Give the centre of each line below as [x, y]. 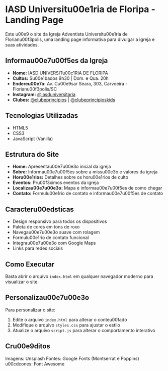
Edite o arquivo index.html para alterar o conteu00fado [70, 319]
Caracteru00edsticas [39, 209]
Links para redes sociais [38, 248]
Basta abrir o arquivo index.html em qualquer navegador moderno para [79, 276]
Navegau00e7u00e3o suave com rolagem [56, 232]
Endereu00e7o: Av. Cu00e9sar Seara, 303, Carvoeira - [70, 83]
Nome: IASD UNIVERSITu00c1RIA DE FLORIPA [60, 73]
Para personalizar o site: [30, 310]
